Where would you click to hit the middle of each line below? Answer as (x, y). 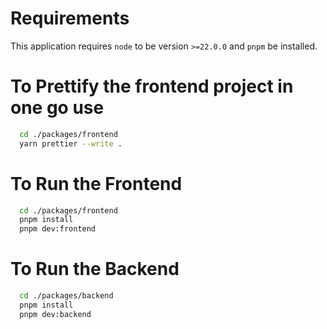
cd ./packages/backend (66, 296)
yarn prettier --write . (71, 143)
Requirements (70, 18)
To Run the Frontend (96, 183)
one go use (57, 108)
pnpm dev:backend (55, 314)
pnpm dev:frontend (58, 229)
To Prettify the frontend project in (152, 86)
